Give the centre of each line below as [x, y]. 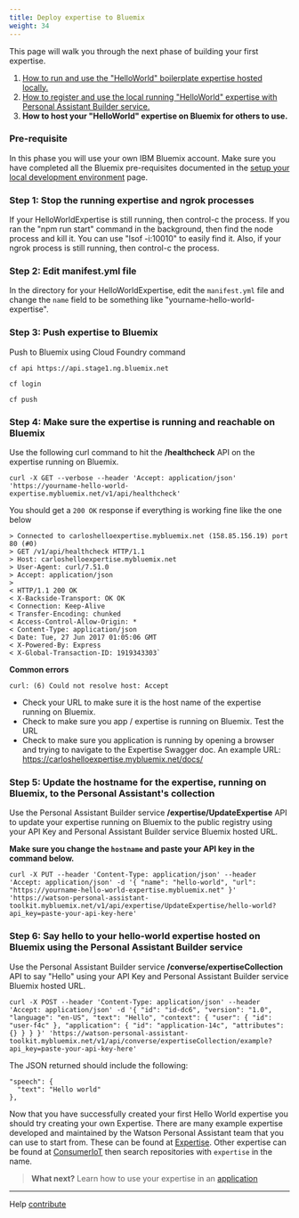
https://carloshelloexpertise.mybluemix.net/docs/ [113, 759]
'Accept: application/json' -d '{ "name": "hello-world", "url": [133, 883]
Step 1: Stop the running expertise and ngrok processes [132, 200]
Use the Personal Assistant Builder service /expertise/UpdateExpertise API [148, 813]
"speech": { [31, 1082]
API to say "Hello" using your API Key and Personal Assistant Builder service [149, 976]
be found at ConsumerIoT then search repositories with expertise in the [141, 1151]
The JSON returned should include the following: [99, 1065]
